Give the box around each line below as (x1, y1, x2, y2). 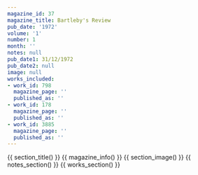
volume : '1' (7, 29, 42, 37)
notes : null (7, 50, 42, 57)
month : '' (7, 43, 36, 50)
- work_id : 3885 (7, 120, 55, 128)
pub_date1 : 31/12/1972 (7, 56, 73, 63)
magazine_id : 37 (7, 10, 55, 17)
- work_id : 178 (7, 101, 52, 108)
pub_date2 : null (7, 62, 55, 69)
